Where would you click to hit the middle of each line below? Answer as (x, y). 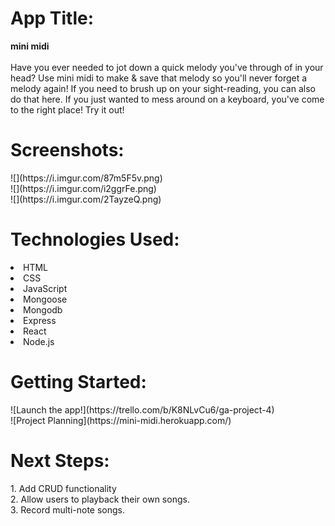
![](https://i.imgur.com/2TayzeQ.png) (86, 199)
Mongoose (45, 299)
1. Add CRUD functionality (63, 488)
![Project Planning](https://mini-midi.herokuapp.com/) (121, 420)
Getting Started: (78, 382)
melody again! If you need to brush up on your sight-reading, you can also (163, 88)
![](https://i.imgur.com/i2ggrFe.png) (83, 188)
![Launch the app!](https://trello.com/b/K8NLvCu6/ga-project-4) (142, 409)
